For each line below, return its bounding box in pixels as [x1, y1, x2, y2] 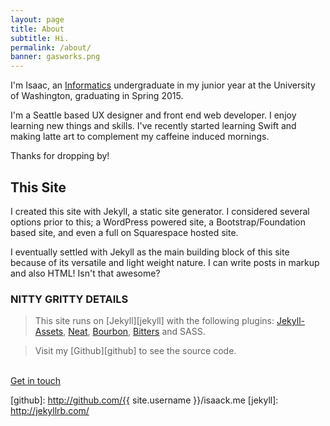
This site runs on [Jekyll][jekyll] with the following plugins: [34, 315, 275, 327]
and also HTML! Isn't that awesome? [10, 267, 161, 279]
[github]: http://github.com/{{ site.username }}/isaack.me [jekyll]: [10, 394, 279, 406]
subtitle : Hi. [10, 33, 70, 43]
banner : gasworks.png [10, 52, 101, 62]
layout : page [10, 14, 65, 25]
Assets [34, 326, 64, 338]
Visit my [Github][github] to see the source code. [34, 345, 237, 357]
